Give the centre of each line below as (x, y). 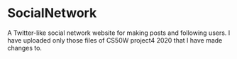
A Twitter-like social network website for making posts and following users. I (119, 33)
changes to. (25, 48)
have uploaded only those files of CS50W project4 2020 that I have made (115, 40)
